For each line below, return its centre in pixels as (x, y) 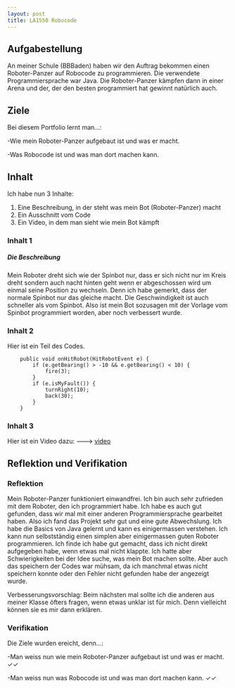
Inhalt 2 (20, 330)
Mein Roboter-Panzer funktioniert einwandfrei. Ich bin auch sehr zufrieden (115, 499)
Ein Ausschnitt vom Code (54, 215)
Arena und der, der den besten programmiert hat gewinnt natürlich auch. (113, 88)
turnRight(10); (67, 390)
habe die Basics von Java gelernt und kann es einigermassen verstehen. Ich (118, 529)
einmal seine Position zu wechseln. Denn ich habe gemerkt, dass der (107, 290)
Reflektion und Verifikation (68, 463)
